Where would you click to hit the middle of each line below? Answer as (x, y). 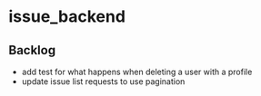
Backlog (32, 50)
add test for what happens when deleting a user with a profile (137, 72)
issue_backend (67, 17)
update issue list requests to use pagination (103, 82)
